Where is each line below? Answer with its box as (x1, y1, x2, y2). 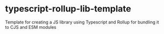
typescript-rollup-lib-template (5, 3, 131, 14)
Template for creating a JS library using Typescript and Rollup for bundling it (5, 19, 159, 25)
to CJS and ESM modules (5, 24, 56, 30)
